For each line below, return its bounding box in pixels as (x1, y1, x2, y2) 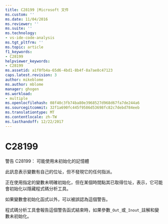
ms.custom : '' (5, 12, 35, 17)
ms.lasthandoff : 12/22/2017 (5, 119, 64, 124)
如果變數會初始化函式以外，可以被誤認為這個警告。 (5, 196, 110, 202)
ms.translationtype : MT (5, 110, 55, 115)
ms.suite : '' (5, 26, 32, 31)
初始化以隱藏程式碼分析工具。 (9, 185, 71, 191)
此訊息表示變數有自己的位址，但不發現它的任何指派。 (5, 168, 115, 174)
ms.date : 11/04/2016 (5, 17, 48, 22)
